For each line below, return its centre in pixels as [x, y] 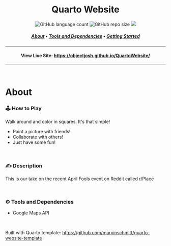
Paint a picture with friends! [41, 131]
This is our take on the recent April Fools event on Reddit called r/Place [80, 179]
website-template [24, 238]
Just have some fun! [34, 142]
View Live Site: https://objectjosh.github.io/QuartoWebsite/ [85, 55]
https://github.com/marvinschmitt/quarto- [106, 233]
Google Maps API [31, 213]
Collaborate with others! [38, 137]
